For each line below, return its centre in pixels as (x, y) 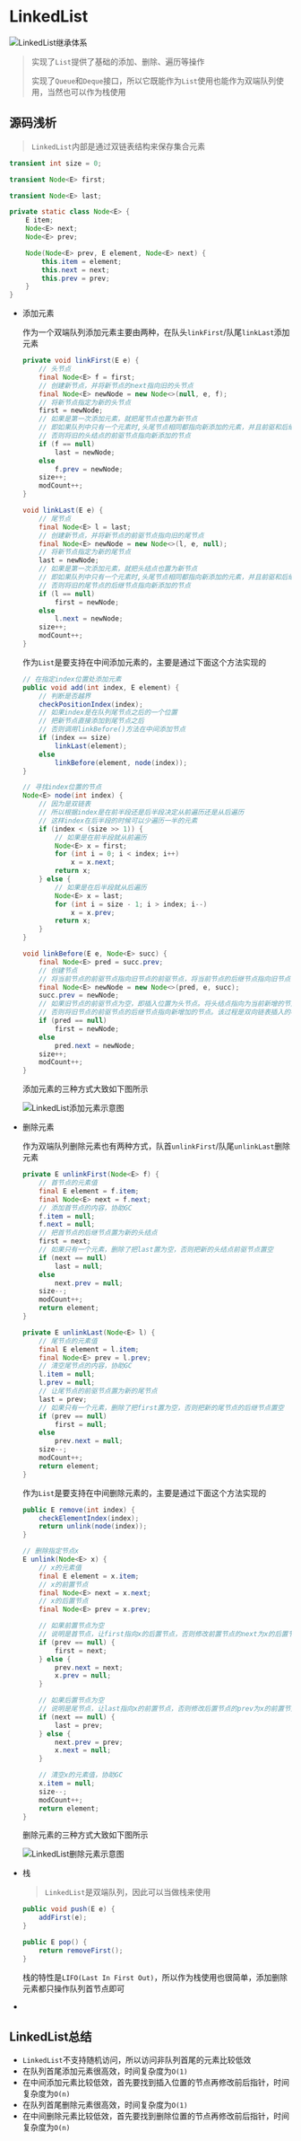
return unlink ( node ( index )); (93, 1527)
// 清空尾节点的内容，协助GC (86, 1366)
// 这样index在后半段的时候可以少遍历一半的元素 (118, 820)
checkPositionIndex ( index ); (91, 704)
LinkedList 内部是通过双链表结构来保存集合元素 (118, 146)
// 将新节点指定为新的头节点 (85, 402)
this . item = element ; (82, 261)
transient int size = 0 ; (56, 163)
